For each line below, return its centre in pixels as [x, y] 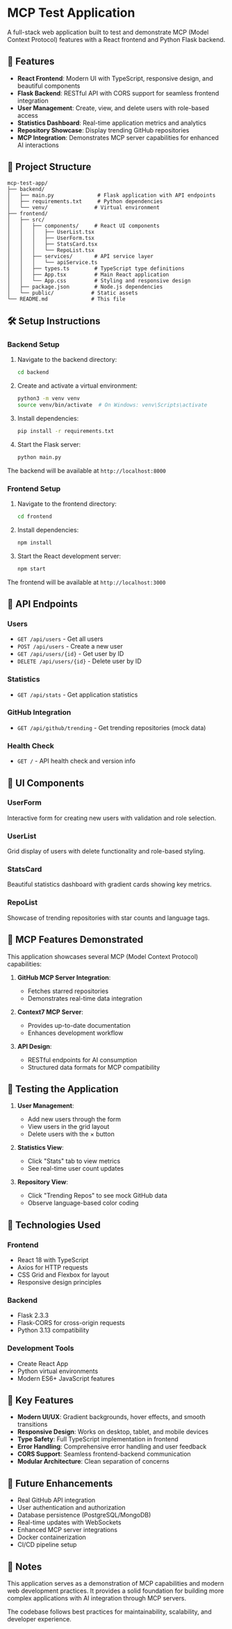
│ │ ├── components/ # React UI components [83, 226]
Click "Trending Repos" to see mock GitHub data [98, 1196]
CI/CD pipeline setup [47, 1545]
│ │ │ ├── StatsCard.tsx [52, 244]
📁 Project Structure [49, 167]
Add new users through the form [74, 1119]
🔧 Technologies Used [54, 1225]
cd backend [33, 372]
